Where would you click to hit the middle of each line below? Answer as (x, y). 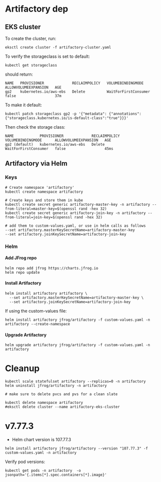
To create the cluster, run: (31, 38)
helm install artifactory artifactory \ (46, 294)
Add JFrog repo (21, 258)
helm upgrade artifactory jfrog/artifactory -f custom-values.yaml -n (78, 345)
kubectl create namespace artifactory (44, 192)
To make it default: (23, 105)
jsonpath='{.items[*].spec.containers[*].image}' (56, 475)
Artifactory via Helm (36, 164)
